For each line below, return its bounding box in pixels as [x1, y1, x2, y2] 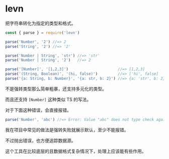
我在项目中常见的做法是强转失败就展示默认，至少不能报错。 [5, 126, 129, 133]
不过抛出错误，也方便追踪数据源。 [5, 137, 76, 143]
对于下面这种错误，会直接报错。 [5, 107, 71, 113]
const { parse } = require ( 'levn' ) [5, 30, 80, 35]
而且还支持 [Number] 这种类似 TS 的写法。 [5, 96, 92, 102]
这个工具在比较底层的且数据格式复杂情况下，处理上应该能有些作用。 [5, 148, 146, 154]
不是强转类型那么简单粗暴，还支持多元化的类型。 [5, 86, 107, 92]
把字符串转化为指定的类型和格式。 [5, 20, 76, 26]
